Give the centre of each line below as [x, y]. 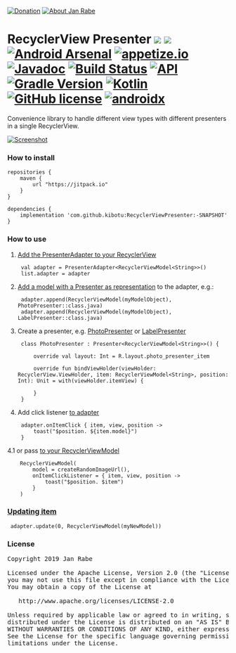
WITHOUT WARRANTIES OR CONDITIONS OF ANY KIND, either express [118, 629]
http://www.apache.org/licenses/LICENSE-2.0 [96, 601]
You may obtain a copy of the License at [80, 587]
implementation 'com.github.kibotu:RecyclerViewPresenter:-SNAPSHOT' [124, 215]
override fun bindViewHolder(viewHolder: [95, 368]
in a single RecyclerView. [43, 126]
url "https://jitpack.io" [71, 185]
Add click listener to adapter [58, 412]
